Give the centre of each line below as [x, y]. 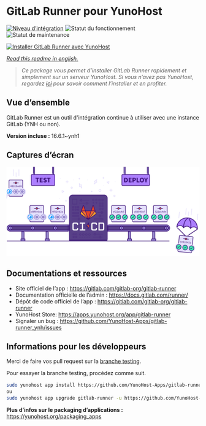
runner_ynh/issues [39, 327]
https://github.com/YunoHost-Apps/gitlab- [113, 321]
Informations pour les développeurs [76, 347]
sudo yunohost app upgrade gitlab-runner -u [64, 398]
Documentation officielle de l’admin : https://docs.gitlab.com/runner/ [101, 295]
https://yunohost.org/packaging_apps [54, 416]
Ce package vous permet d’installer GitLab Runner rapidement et [104, 70]
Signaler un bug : [37, 321]
